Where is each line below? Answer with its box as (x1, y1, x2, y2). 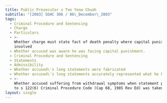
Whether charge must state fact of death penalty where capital (14, 40, 150, 45)
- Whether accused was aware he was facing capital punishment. (9, 49, 146, 53)
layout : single (5, 90, 37, 95)
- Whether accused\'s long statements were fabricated (9, 67, 126, 72)
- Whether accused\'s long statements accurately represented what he (9, 72, 159, 77)
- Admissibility (9, 62, 43, 67)
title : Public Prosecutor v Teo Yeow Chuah (5, 7, 97, 12)
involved (14, 44, 32, 49)
